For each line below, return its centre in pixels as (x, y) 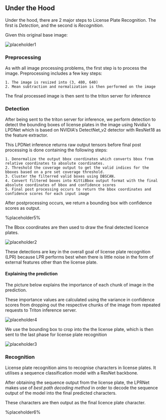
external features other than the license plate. (51, 262)
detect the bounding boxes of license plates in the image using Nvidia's (78, 125)
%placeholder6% (23, 412)
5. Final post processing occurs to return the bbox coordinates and (78, 189)
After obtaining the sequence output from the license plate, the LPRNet (77, 382)
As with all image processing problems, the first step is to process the (76, 68)
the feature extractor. (27, 135)
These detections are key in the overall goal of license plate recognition (78, 252)
